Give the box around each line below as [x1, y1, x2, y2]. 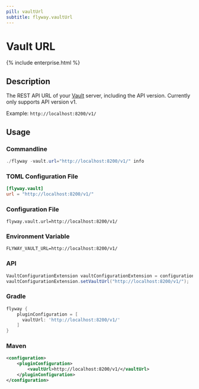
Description [6, 76, 50, 86]
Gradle [6, 292, 26, 301]
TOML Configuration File [6, 172, 78, 181]
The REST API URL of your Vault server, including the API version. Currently [6, 92, 191, 99]
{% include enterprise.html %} [6, 59, 81, 66]
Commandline [6, 144, 47, 153]
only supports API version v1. [6, 98, 77, 105]
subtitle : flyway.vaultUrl [6, 14, 73, 20]
